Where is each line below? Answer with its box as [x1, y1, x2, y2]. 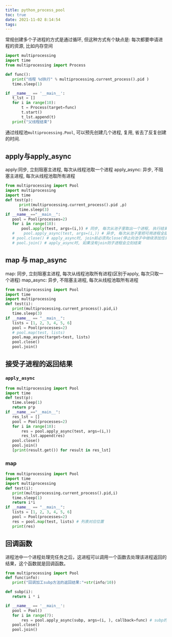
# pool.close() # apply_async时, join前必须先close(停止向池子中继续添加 [12, 236, 161, 241]
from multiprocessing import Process [5, 63, 86, 68]
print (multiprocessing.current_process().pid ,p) [18, 202, 127, 208]
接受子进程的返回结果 [5, 360, 73, 368]
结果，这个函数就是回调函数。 [5, 560, 68, 566]
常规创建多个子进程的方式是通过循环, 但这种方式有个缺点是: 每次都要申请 [5, 36, 159, 43]
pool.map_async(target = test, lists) [12, 335, 91, 340]
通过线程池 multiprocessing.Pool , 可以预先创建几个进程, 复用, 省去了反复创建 [5, 129, 167, 135]
